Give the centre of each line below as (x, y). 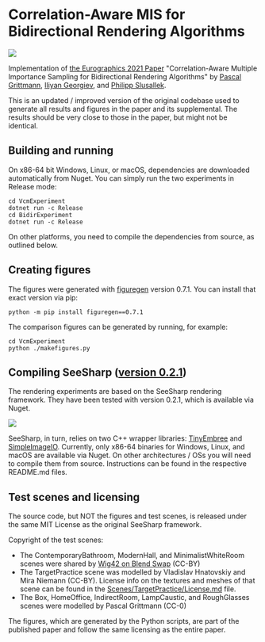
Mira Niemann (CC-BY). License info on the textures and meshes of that (137, 581)
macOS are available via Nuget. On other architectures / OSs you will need (130, 455)
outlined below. (33, 245)
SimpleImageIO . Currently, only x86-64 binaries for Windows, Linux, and (127, 447)
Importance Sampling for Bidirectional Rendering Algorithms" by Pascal (125, 76)
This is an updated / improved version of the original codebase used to (124, 100)
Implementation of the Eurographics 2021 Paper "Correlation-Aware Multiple (133, 68)
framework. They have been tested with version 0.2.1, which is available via (131, 400)
